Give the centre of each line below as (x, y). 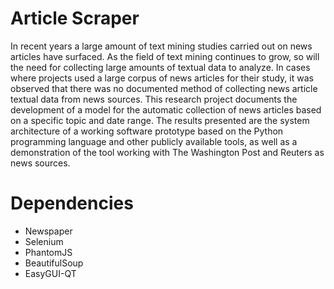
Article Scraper (75, 18)
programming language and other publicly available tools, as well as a (154, 141)
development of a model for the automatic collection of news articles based (166, 109)
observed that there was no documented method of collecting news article (164, 88)
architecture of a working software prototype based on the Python (147, 131)
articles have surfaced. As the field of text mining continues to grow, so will (165, 56)
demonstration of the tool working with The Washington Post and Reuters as (167, 152)
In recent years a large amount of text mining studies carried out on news (161, 46)
